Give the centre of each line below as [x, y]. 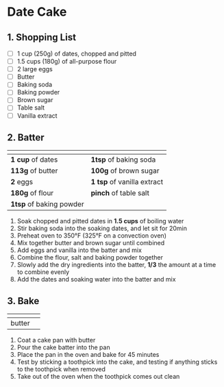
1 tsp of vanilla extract [127, 182]
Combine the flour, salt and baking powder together [90, 258]
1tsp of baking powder [47, 204]
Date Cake [37, 12]
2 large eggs [35, 69]
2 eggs [22, 182]
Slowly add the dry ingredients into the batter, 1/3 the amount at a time [116, 265]
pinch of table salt [120, 193]
